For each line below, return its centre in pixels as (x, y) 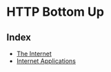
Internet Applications (46, 61)
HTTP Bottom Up (55, 12)
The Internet (34, 53)
